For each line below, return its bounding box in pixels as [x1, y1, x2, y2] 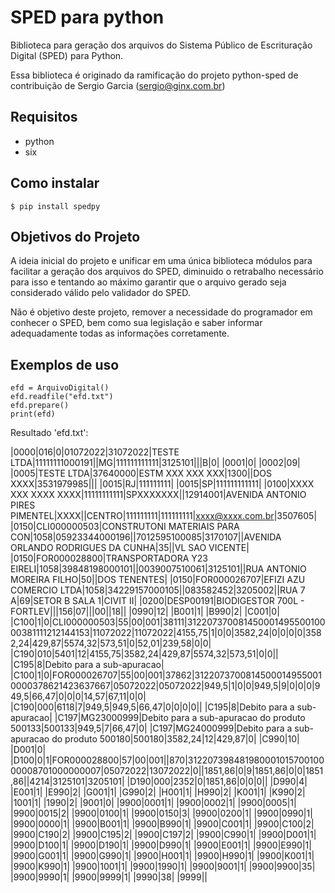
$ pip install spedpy [10, 201, 101, 211]
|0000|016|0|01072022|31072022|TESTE [10, 446, 180, 458]
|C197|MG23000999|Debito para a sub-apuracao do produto [54, 712, 306, 724]
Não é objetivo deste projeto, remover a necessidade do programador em [10, 306, 313, 318]
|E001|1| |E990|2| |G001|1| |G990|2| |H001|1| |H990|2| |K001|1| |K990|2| [10, 786, 306, 798]
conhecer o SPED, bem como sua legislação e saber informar [10, 317, 263, 329]
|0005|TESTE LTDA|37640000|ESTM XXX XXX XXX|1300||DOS [10, 467, 273, 480]
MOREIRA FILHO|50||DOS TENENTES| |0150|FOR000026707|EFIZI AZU [10, 574, 306, 586]
